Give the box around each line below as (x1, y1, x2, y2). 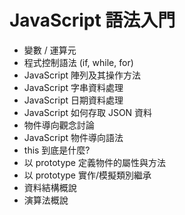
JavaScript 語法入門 (9, 9, 176, 32)
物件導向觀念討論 (23, 119, 95, 131)
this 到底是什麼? (23, 144, 91, 156)
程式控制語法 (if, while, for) (23, 56, 134, 68)
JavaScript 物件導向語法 (23, 131, 124, 143)
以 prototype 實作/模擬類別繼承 (23, 169, 152, 181)
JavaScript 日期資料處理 (23, 94, 124, 106)
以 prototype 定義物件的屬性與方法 (23, 156, 166, 168)
